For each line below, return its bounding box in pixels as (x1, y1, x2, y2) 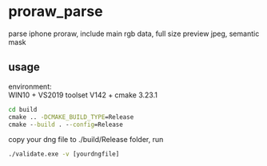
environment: (8, 81, 52, 91)
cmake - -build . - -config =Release (8, 121, 124, 128)
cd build (8, 105, 38, 113)
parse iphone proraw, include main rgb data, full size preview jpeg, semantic (8, 29, 260, 38)
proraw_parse (8, 2, 103, 21)
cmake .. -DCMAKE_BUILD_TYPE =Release (8, 113, 134, 121)
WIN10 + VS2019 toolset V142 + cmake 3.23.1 (8, 90, 158, 100)
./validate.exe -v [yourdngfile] (8, 150, 120, 158)
